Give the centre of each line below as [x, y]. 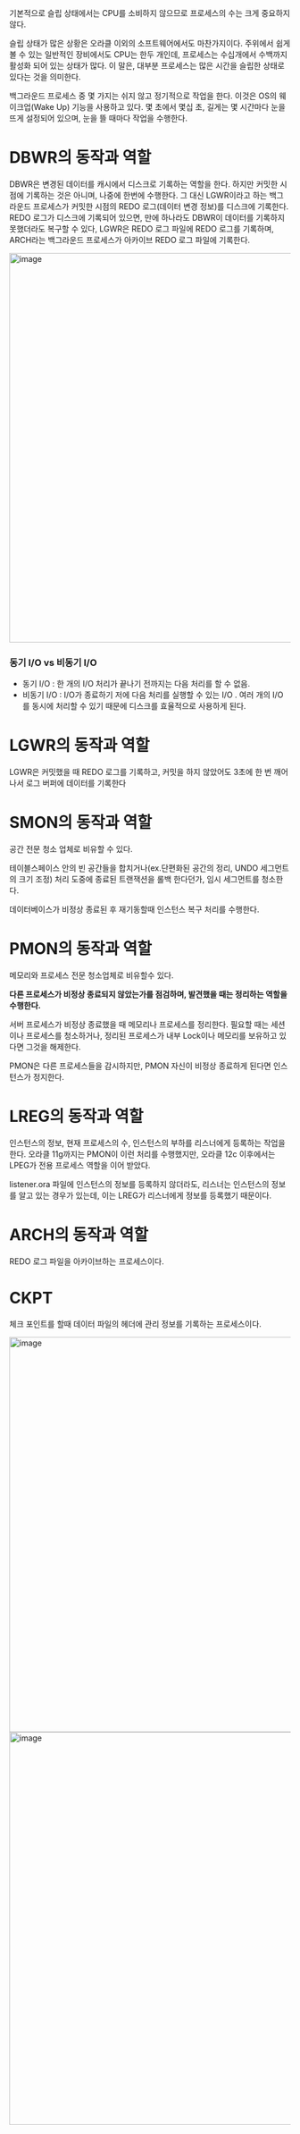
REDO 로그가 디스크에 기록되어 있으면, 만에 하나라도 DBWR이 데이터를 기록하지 [147, 217]
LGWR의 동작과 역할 [79, 746]
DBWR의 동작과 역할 [80, 158]
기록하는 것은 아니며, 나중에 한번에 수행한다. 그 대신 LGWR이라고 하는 [146, 195]
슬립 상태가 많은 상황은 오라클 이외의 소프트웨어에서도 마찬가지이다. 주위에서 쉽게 [150, 43]
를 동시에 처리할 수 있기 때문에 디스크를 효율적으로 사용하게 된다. [134, 706]
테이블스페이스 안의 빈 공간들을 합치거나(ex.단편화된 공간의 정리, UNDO [134, 868]
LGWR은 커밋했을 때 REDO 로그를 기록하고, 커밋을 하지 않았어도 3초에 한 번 [141, 772]
